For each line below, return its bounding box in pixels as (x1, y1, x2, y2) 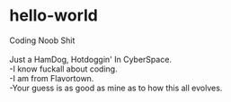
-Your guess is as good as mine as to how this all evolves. (9, 82, 223, 93)
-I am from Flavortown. (9, 72, 94, 83)
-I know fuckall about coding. (9, 64, 119, 74)
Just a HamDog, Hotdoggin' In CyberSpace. (9, 54, 173, 64)
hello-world (9, 5, 99, 26)
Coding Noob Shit (9, 35, 76, 46)
